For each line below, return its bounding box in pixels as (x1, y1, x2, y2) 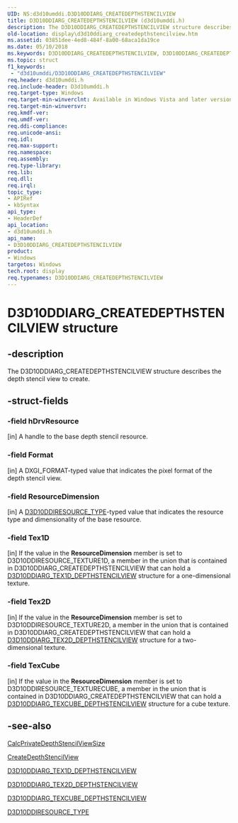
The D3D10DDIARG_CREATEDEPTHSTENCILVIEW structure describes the (7, 367, 222, 375)
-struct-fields (7, 395, 69, 407)
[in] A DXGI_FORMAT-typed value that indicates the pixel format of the (7, 466, 212, 475)
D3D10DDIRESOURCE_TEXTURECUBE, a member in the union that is (7, 684, 207, 692)
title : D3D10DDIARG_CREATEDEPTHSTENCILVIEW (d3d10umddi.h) (7, 17, 186, 24)
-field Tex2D (7, 597, 51, 607)
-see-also (7, 720, 52, 732)
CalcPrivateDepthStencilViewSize (7, 739, 106, 747)
